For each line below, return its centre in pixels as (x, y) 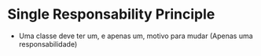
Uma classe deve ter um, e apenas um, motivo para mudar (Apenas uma (136, 36)
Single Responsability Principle (111, 14)
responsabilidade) (48, 44)
